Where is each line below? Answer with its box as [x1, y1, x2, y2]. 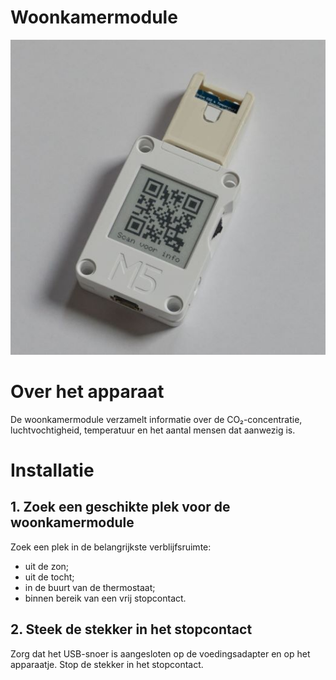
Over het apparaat [10, 381, 165, 403]
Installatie [10, 459, 95, 482]
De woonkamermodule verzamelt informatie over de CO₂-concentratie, [10, 413, 303, 425]
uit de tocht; [24, 571, 75, 583]
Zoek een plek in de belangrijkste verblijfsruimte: [10, 541, 212, 553]
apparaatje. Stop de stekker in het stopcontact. [10, 658, 204, 670]
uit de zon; [24, 560, 70, 572]
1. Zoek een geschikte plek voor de [10, 499, 231, 516]
